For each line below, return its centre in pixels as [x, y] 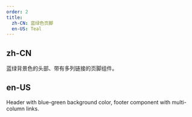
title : [14, 17]
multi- [179, 102]
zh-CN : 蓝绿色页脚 [32, 23]
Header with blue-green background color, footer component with [88, 102]
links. [33, 109]
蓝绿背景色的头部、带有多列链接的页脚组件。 [62, 68]
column [16, 109]
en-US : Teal [27, 29]
